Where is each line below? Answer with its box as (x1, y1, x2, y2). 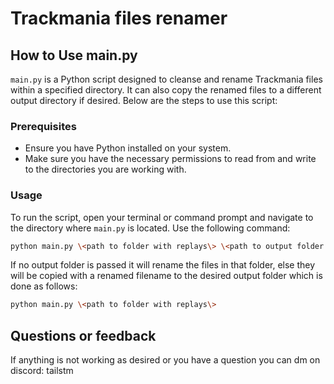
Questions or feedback (10, 327, 157, 344)
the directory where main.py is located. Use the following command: (10, 222, 291, 234)
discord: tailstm (10, 365, 74, 377)
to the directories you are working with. (24, 163, 187, 176)
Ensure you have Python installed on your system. (24, 142, 232, 154)
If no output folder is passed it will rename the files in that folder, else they (10, 259, 316, 271)
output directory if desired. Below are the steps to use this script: (10, 95, 278, 106)
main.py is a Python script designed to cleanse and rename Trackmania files (10, 73, 323, 85)
